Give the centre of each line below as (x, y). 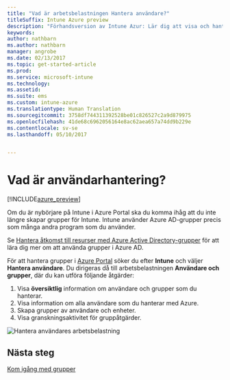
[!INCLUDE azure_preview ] (44, 199)
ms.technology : (29, 84)
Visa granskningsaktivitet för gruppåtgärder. (79, 318)
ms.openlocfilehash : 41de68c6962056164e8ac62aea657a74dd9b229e (99, 122)
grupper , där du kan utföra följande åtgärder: (71, 275)
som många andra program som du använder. (72, 227)
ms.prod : (20, 71)
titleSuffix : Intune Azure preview (58, 20)
